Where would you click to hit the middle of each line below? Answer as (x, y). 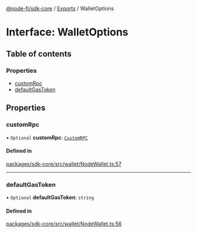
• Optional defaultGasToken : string (50, 197)
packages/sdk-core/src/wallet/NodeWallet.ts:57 (64, 164)
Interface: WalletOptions (67, 32)
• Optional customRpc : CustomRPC (47, 137)
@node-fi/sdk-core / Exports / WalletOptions (60, 9)
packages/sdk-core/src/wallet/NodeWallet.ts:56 (64, 224)
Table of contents (39, 54)
